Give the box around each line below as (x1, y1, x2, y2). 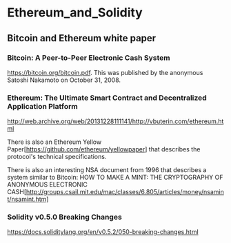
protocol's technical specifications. (7, 153, 107, 161)
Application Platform (7, 101, 78, 111)
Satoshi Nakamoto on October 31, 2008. (7, 76, 121, 84)
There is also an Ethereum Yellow (7, 138, 102, 146)
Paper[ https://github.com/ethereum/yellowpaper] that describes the (7, 145, 201, 154)
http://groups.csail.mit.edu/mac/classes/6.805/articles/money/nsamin (26, 188, 224, 196)
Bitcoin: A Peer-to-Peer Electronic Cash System (7, 53, 170, 63)
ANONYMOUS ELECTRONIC (7, 180, 88, 189)
